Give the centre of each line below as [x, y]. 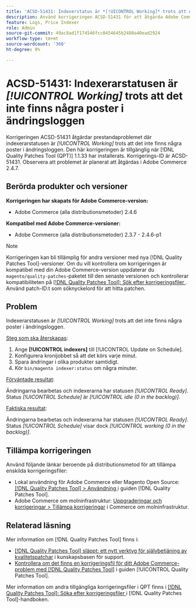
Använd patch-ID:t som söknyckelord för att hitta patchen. [76, 288]
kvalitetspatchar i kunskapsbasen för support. [70, 557]
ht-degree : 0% [23, 50]
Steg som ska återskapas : [37, 338]
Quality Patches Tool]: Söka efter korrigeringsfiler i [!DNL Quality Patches [94, 593]
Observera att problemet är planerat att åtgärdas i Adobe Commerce [105, 162]
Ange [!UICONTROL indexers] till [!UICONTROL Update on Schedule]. [99, 350]
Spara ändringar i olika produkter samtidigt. [66, 362]
